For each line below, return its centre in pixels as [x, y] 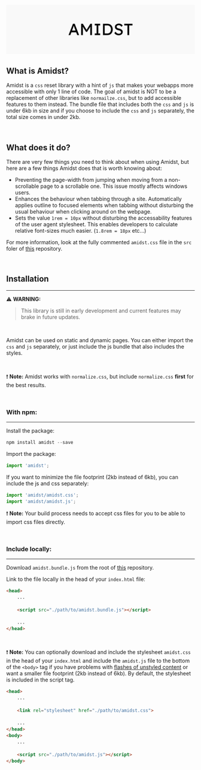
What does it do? [38, 147]
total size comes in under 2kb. [43, 117]
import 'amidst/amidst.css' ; [42, 495]
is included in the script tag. [40, 680]
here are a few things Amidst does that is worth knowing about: [84, 168]
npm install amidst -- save [40, 443]
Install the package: [31, 431]
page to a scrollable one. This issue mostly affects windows [114, 186]
